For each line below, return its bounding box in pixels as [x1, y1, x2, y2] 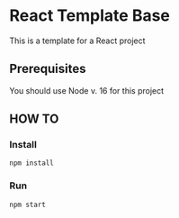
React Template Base [9, 5, 171, 26]
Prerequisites [9, 61, 86, 77]
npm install [9, 159, 54, 168]
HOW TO [9, 112, 59, 127]
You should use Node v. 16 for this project [9, 85, 165, 95]
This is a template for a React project [9, 35, 146, 46]
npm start [9, 200, 47, 209]
